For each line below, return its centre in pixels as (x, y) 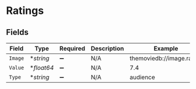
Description (107, 49)
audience (142, 77)
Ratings (25, 11)
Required (72, 49)
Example (166, 49)
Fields (17, 32)
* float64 (42, 68)
